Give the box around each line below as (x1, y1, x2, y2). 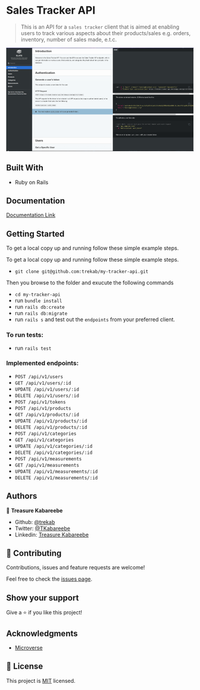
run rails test (14, 344, 52, 352)
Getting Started (6, 228, 65, 239)
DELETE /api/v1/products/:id (14, 424, 87, 430)
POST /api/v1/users (14, 374, 64, 379)
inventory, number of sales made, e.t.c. (20, 36, 117, 43)
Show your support (6, 592, 79, 603)
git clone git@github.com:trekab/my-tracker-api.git (14, 269, 149, 275)
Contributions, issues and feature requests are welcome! (6, 564, 145, 571)
